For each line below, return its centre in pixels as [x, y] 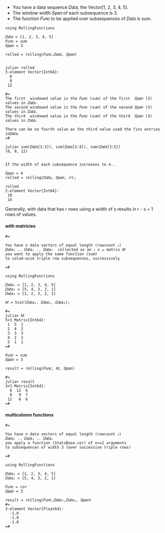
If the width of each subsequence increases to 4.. [60, 164]
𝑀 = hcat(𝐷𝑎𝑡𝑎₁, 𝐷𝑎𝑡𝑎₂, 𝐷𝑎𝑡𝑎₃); [38, 303]
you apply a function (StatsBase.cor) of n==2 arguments [66, 443]
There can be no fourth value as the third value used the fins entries [83, 129]
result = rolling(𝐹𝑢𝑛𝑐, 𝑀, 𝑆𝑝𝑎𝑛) [40, 369]
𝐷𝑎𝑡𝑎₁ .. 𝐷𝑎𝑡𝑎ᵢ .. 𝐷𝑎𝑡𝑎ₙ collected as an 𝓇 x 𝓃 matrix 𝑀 [65, 250]
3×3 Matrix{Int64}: [26, 386]
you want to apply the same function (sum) [51, 254]
